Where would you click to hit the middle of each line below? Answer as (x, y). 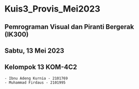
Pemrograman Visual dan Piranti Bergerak (69, 27)
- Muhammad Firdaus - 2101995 (35, 82)
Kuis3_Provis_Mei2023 (52, 9)
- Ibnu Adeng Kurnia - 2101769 (36, 78)
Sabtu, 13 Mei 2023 (34, 51)
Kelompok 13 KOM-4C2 (41, 67)
